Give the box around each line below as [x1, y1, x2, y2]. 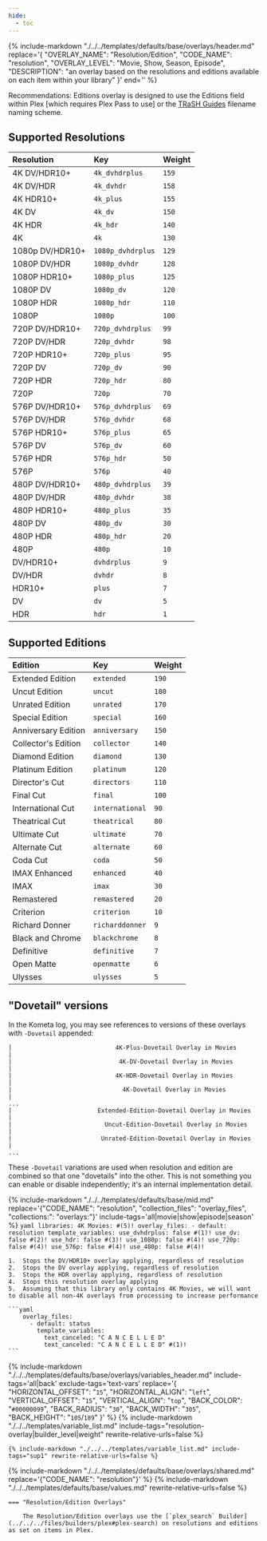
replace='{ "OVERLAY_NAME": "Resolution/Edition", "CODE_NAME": [8, 50, 233, 59]
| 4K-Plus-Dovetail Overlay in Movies [8, 1044, 238, 1052]
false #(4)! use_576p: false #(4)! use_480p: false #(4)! [8, 1242, 205, 1250]
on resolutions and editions [161, 1519, 259, 1527]
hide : [8, 11, 26, 20]
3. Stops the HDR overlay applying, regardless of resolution [8, 1270, 223, 1278]
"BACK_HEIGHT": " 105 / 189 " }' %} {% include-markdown [8, 1412, 193, 1422]
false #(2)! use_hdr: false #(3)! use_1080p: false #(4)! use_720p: [8, 1235, 241, 1244]
